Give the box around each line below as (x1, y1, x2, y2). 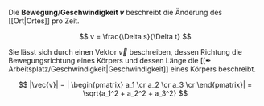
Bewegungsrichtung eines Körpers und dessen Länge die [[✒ (8, 56, 212, 65)
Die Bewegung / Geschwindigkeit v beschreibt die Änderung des (8, 8, 223, 17)
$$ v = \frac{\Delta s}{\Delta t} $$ (79, 32, 192, 41)
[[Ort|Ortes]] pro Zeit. (8, 16, 80, 26)
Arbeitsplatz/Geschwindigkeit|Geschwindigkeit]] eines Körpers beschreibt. (8, 64, 256, 74)
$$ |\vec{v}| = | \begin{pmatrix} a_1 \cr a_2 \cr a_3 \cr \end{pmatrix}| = (18, 80, 253, 89)
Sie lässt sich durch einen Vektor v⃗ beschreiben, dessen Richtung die (8, 47, 243, 56)
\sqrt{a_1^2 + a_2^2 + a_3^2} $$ (83, 88, 188, 98)
